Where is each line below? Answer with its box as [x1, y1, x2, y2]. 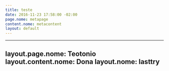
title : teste [5, 7, 33, 13]
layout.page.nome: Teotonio [5, 49, 97, 58]
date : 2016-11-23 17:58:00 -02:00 [5, 12, 78, 17]
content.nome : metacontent [5, 21, 62, 27]
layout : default [5, 26, 39, 31]
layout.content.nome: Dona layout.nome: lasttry [5, 57, 160, 66]
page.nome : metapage [5, 17, 49, 22]
